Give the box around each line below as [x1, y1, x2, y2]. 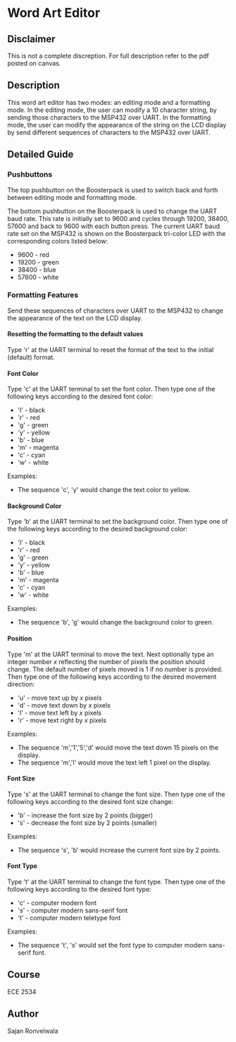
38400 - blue [17, 265, 56, 274]
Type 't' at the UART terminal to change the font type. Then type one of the [7, 878, 225, 886]
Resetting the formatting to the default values [7, 329, 144, 339]
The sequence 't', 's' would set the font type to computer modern [17, 941, 208, 950]
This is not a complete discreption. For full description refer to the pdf [7, 51, 209, 60]
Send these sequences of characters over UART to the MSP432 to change [7, 306, 224, 315]
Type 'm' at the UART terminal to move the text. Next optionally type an [7, 650, 214, 658]
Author [7, 1008, 39, 1020]
